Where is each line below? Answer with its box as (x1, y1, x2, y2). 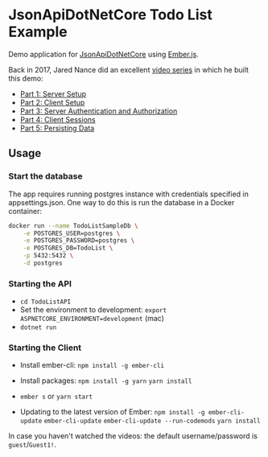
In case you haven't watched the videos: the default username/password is (8, 431, 258, 441)
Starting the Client (8, 342, 82, 353)
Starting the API (8, 278, 72, 289)
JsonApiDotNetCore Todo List (8, 6, 213, 24)
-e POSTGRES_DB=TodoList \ (23, 244, 113, 253)
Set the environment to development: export (19, 305, 167, 315)
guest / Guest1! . (8, 440, 57, 450)
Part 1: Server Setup (19, 89, 87, 98)
